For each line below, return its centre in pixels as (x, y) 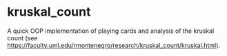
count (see (22, 38)
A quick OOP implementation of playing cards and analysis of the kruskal (111, 31)
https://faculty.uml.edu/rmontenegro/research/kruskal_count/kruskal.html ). (114, 45)
